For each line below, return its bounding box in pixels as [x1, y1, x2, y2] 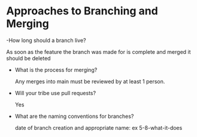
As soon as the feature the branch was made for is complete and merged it [6, 48, 191, 55]
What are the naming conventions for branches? [14, 112, 134, 120]
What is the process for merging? [14, 66, 98, 73]
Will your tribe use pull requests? [14, 89, 96, 96]
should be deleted [6, 54, 51, 62]
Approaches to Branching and [6, 4, 159, 18]
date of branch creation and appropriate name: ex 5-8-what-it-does [14, 124, 183, 131]
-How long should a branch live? [6, 36, 86, 44]
